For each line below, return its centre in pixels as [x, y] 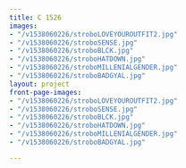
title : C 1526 [36, 17]
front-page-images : [46, 92]
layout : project [39, 84]
